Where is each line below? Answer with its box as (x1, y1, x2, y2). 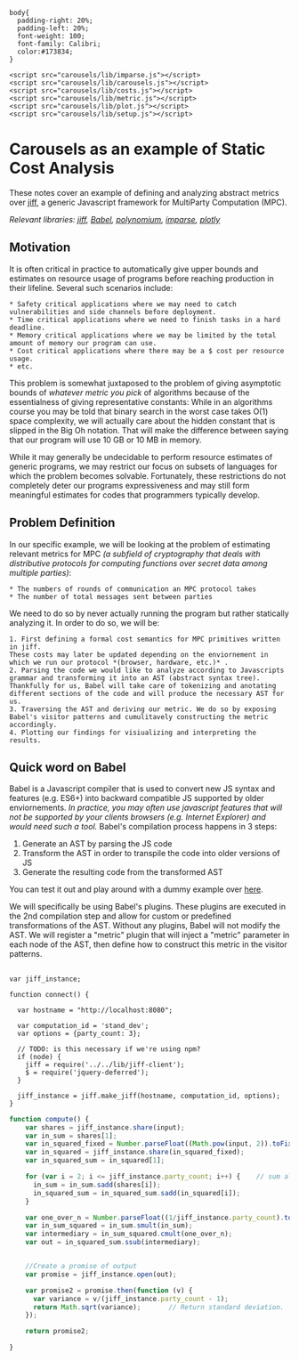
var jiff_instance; (9, 975, 82, 984)
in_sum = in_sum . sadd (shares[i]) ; (32, 1180, 162, 1189)
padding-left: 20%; (17, 24, 90, 33)
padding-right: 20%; (17, 16, 93, 25)
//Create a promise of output (25, 1262, 138, 1271)
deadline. (9, 323, 46, 332)
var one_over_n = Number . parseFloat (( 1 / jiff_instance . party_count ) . (25, 1213, 285, 1222)
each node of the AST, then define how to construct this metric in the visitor (9, 939, 287, 950)
